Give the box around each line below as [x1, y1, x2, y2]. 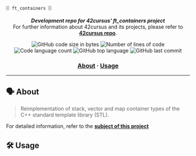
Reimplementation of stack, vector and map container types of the [20, 105, 180, 112]
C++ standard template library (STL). [20, 112, 109, 119]
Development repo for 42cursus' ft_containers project [31, 17, 165, 25]
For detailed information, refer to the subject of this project [6, 123, 149, 130]
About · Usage [77, 62, 119, 70]
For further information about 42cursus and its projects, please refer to [12, 23, 184, 30]
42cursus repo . [79, 30, 117, 37]
